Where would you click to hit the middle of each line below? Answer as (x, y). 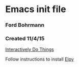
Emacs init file (36, 9)
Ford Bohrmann (25, 25)
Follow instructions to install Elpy (39, 59)
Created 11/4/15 (25, 39)
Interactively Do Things (30, 49)
